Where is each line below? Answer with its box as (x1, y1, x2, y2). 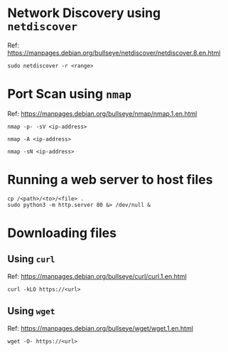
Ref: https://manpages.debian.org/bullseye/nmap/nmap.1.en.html (7, 109, 197, 118)
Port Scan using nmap (7, 86, 132, 102)
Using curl (7, 253, 55, 265)
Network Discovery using (7, 5, 161, 21)
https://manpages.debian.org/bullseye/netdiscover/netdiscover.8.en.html (7, 48, 221, 57)
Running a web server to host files (7, 172, 213, 188)
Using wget (7, 305, 55, 317)
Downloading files (7, 225, 117, 241)
